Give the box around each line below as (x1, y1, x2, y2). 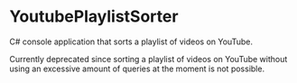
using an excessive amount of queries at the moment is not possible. (9, 63, 265, 74)
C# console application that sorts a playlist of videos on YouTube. (9, 36, 253, 47)
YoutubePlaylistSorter (9, 6, 179, 27)
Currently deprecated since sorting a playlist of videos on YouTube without (9, 53, 288, 64)
